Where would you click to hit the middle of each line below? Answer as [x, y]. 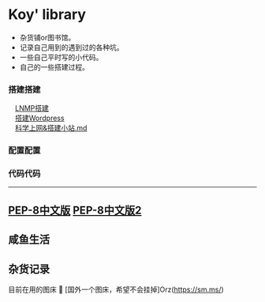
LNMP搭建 [32, 108]
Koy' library [47, 15]
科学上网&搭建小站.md [51, 128]
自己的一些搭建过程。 [54, 67]
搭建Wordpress [40, 118]
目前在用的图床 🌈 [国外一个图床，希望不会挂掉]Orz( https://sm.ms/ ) [116, 289]
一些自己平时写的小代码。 [61, 57]
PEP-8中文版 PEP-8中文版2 [75, 210]
